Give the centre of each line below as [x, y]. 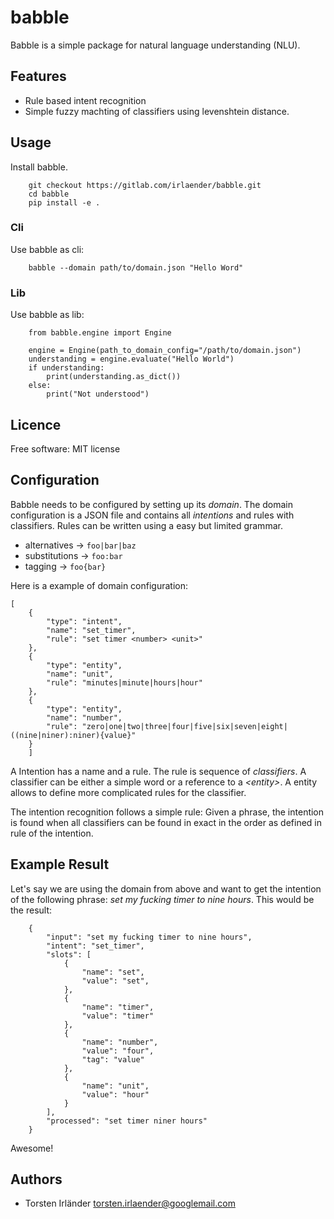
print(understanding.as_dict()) [114, 377]
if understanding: [66, 368]
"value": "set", [115, 981]
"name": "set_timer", [91, 630]
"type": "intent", [84, 621]
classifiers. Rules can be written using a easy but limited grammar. [146, 525]
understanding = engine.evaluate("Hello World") [131, 359]
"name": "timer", [118, 1007]
